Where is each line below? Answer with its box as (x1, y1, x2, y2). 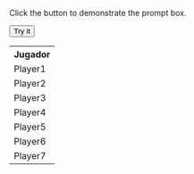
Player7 (13, 150, 46, 162)
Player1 (13, 62, 46, 75)
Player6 (13, 136, 46, 147)
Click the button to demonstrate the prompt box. (9, 8, 187, 18)
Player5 (13, 120, 46, 133)
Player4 (13, 106, 46, 119)
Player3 (13, 92, 46, 104)
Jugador (13, 48, 51, 61)
